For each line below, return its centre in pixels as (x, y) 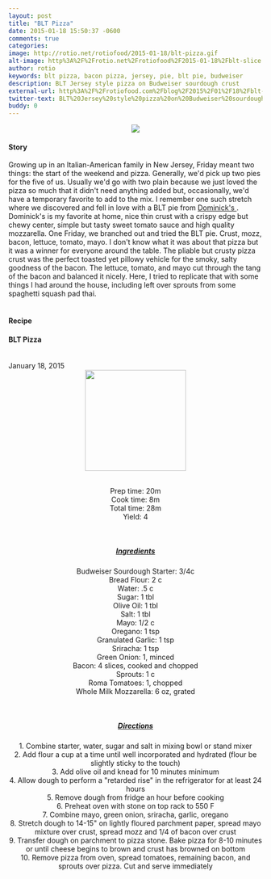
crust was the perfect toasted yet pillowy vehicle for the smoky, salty (123, 259)
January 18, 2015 (36, 366)
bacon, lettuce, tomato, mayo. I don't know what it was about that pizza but (133, 242)
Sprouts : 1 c (135, 675)
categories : (28, 46)
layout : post (30, 16)
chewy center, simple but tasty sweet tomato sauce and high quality (122, 225)
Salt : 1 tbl (135, 614)
